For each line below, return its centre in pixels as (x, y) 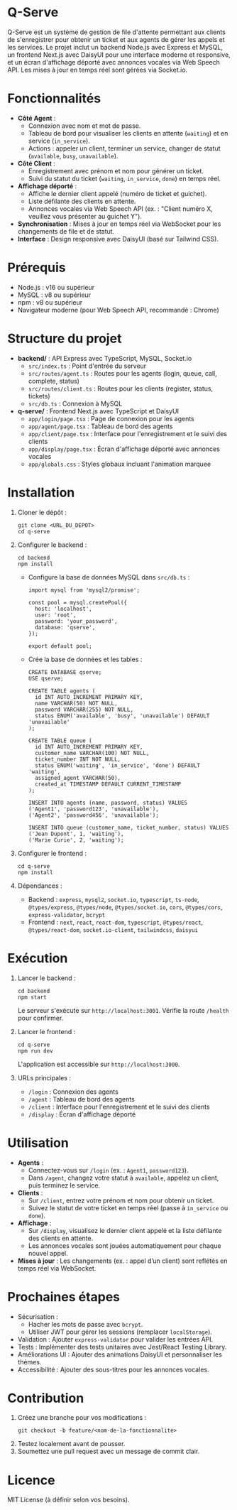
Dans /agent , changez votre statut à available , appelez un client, (123, 1178)
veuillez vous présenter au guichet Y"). (85, 216)
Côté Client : (36, 163)
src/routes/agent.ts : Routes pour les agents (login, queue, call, (123, 373)
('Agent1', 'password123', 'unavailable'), (94, 809)
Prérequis (37, 268)
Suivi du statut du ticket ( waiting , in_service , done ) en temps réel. (125, 178)
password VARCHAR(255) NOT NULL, (84, 710)
